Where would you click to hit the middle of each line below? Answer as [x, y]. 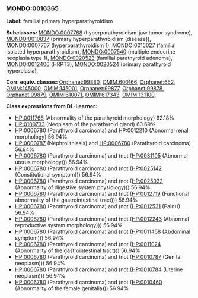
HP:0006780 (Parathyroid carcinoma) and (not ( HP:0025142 [88, 168]
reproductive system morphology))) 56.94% [68, 225]
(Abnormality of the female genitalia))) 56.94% [72, 288]
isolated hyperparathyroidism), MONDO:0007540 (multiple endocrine [91, 52]
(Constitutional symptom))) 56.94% [58, 175]
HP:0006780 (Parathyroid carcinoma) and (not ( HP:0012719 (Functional [102, 194]
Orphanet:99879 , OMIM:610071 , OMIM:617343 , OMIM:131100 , [81, 95]
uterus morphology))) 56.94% [51, 162]
